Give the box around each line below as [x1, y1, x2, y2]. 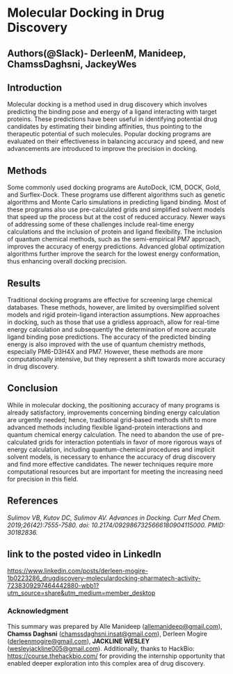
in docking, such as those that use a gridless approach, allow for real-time [7, 318, 220, 326]
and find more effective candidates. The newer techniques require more [7, 460, 214, 468]
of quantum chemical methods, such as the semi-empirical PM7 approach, [7, 235, 221, 243]
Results [7, 277, 41, 289]
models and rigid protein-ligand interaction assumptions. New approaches [7, 311, 220, 319]
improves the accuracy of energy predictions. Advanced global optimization [7, 242, 225, 251]
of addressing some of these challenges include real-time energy [7, 220, 195, 229]
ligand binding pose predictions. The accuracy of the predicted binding [7, 332, 211, 342]
